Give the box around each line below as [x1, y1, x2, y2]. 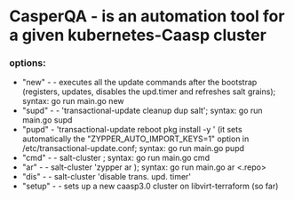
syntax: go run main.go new [21, 96, 124, 107]
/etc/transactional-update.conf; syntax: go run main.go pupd [21, 143, 245, 154]
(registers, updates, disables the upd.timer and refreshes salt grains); [21, 86, 276, 97]
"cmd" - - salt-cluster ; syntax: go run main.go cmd [21, 153, 211, 164]
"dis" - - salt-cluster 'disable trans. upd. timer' [21, 172, 192, 182]
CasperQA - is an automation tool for [9, 6, 285, 27]
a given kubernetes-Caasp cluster [9, 25, 266, 45]
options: [9, 57, 46, 69]
